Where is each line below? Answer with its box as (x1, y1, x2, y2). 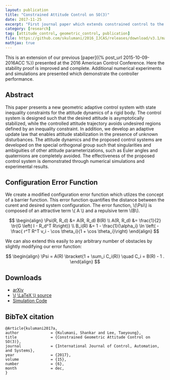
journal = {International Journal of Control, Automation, (5, 343, 159, 349)
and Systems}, (5, 348, 35, 353)
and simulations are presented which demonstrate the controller (5, 71, 139, 77)
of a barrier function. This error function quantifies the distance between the (5, 197, 164, 203)
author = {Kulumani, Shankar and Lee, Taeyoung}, (5, 330, 142, 335)
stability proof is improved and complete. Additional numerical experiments (5, 65, 162, 71)
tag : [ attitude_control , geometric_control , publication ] (5, 31, 130, 36)
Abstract (5, 91, 34, 99)
